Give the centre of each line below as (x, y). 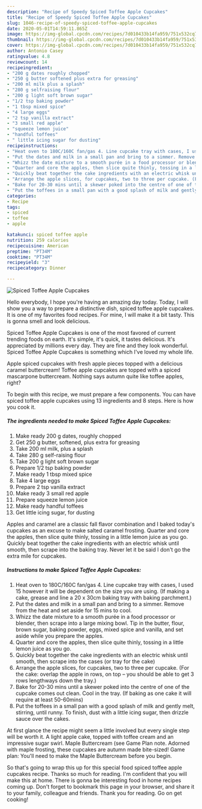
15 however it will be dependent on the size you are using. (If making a (102, 591)
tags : (13, 207)
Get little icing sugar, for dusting (55, 512)
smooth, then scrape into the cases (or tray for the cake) (85, 661)
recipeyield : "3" (28, 263)
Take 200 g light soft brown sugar (57, 461)
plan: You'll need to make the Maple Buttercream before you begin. (90, 756)
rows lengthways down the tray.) (56, 680)
